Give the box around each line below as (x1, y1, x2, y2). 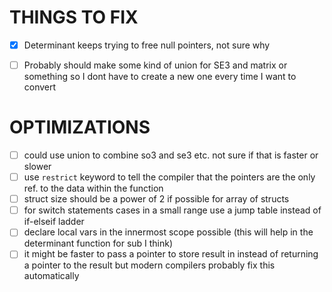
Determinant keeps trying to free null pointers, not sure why (23, 39, 271, 51)
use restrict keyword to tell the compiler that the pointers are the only (23, 171, 316, 183)
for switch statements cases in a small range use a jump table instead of (23, 204, 322, 216)
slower (23, 161, 52, 173)
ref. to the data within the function (23, 182, 164, 195)
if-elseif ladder (23, 216, 85, 228)
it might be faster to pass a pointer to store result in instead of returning (23, 248, 319, 260)
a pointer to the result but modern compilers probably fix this (23, 259, 276, 271)
